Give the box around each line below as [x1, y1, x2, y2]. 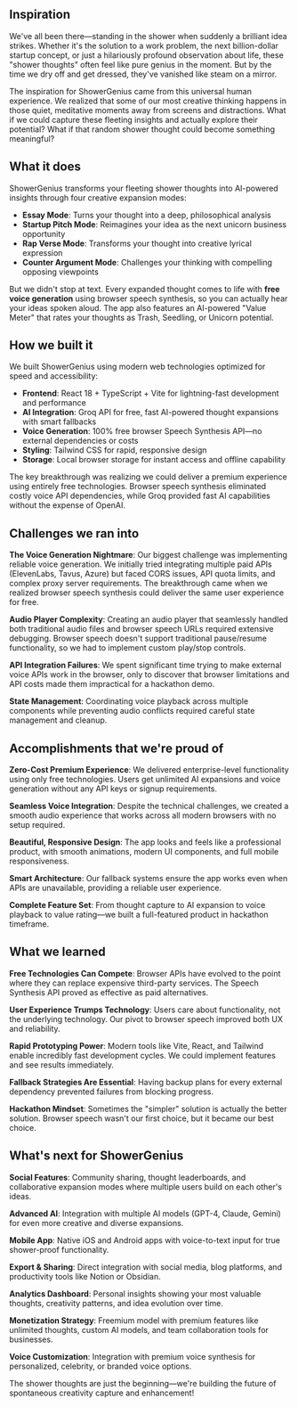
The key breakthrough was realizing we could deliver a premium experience [9, 471, 287, 482]
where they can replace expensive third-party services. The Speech [9, 978, 260, 988]
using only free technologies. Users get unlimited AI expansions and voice [9, 774, 281, 785]
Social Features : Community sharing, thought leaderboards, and [9, 1172, 246, 1182]
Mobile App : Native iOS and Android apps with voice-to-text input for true [9, 1234, 281, 1246]
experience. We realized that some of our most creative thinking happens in [9, 95, 287, 106]
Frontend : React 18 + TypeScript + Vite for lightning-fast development [21, 388, 279, 399]
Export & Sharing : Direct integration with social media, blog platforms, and [9, 1261, 283, 1272]
